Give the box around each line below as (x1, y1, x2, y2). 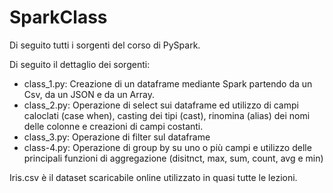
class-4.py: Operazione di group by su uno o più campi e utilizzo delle (23, 141, 312, 153)
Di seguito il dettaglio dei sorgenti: (9, 58, 151, 70)
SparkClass (9, 6, 108, 29)
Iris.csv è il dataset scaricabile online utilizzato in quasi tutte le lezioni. (9, 171, 298, 183)
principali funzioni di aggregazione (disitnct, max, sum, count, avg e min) (23, 152, 324, 164)
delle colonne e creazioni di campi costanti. (23, 120, 204, 132)
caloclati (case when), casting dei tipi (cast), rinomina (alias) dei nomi (23, 109, 311, 121)
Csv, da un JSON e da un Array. (23, 88, 155, 100)
